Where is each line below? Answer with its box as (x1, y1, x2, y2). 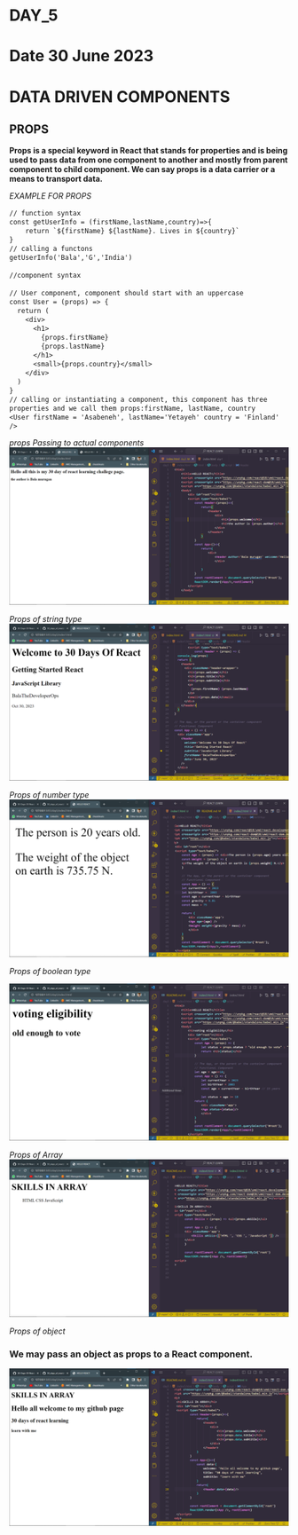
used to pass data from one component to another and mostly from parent (9, 154, 288, 165)
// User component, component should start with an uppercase (9, 289, 244, 298)
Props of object (9, 1326, 66, 1336)
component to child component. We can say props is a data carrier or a (9, 164, 276, 175)
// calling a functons (9, 245, 93, 254)
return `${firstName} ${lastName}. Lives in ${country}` (25, 227, 240, 236)
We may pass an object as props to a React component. (9, 1348, 253, 1360)
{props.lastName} (41, 342, 105, 351)
